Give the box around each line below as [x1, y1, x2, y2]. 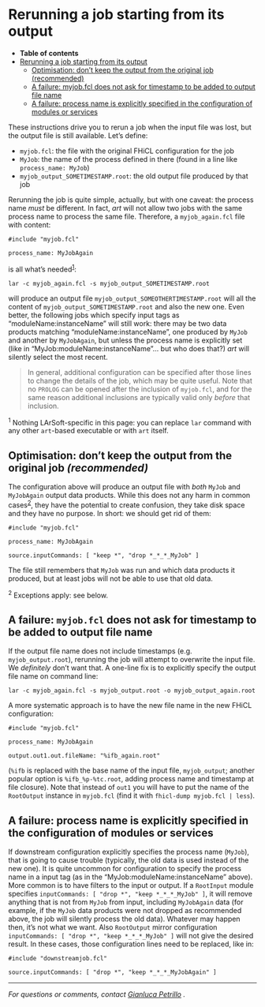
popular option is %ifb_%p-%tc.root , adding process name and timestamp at [8, 774, 254, 784]
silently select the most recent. [8, 352, 108, 361]
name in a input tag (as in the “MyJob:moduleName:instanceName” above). [8, 872, 253, 882]
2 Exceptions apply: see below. [8, 589, 109, 600]
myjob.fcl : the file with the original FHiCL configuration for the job [19, 146, 235, 155]
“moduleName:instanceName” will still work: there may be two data [8, 318, 227, 328]
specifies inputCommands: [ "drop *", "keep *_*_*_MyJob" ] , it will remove [8, 889, 252, 898]
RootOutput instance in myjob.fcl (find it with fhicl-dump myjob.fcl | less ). [8, 791, 255, 800]
